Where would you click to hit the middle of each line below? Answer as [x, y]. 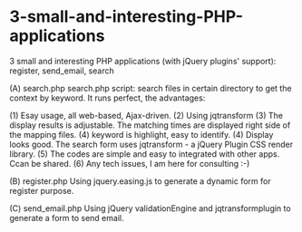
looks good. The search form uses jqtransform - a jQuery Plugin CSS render [151, 144]
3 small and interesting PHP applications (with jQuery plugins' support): [143, 61]
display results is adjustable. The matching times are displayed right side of [150, 125]
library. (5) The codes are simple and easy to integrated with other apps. [145, 154]
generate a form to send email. [67, 217]
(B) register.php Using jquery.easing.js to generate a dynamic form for [140, 181]
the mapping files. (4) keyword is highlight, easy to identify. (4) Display [141, 134]
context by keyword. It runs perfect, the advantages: [107, 98]
